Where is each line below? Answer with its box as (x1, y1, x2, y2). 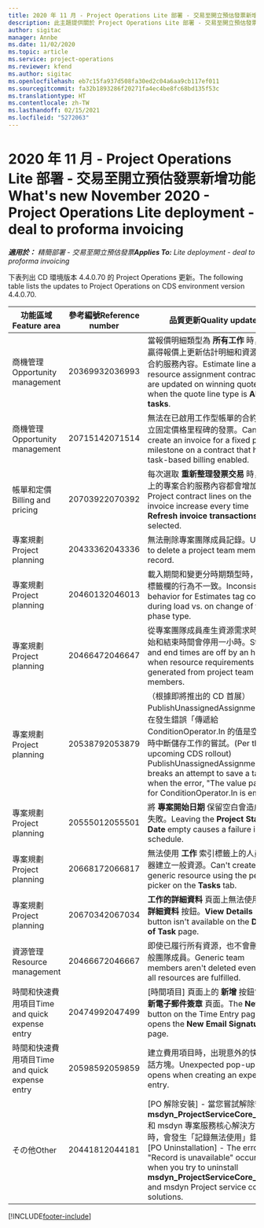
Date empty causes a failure (147, 823, 251, 834)
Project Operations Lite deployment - (8, 204, 255, 222)
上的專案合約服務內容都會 (147, 480, 242, 491)
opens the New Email (147, 1018, 227, 1029)
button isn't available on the (147, 916, 250, 927)
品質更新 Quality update (168, 314, 258, 325)
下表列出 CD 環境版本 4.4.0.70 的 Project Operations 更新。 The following (8, 272, 244, 281)
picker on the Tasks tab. (147, 880, 237, 891)
